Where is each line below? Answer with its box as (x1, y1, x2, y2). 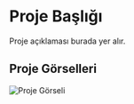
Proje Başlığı (9, 6, 103, 27)
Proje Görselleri (9, 61, 98, 76)
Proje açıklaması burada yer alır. (9, 36, 126, 46)
